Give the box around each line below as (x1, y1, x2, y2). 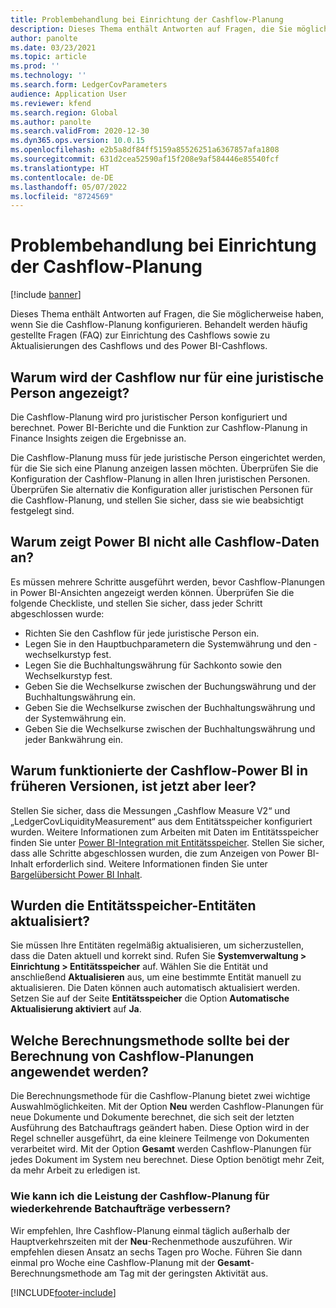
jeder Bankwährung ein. (24, 733, 124, 745)
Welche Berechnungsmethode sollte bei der (10, 1032, 290, 1049)
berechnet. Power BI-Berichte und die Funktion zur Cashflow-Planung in (10, 422, 308, 433)
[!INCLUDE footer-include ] (10, 1286, 117, 1298)
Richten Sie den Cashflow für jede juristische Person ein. (24, 627, 260, 639)
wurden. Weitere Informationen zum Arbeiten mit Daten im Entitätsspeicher (10, 826, 320, 838)
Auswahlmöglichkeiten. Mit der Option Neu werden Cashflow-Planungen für (10, 1101, 324, 1113)
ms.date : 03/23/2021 (10, 42, 97, 53)
